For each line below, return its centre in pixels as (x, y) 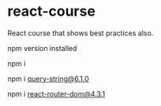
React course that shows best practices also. (80, 33)
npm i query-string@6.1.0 (49, 79)
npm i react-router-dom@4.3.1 (56, 93)
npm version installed (42, 48)
